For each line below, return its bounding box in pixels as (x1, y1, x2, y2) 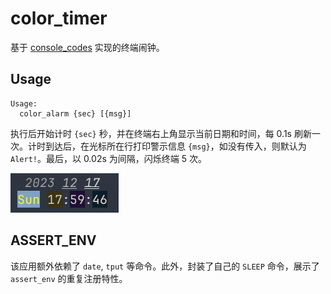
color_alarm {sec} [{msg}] (19, 108, 132, 119)
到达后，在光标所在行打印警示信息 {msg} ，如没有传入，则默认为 (44, 140, 307, 152)
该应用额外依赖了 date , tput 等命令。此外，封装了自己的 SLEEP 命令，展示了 (10, 260, 320, 272)
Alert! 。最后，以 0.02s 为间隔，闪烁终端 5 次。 (10, 152, 207, 164)
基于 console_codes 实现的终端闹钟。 (10, 41, 165, 53)
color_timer (10, 7, 108, 30)
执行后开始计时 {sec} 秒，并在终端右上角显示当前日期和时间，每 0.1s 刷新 (10, 127, 312, 139)
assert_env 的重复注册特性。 (10, 272, 128, 284)
